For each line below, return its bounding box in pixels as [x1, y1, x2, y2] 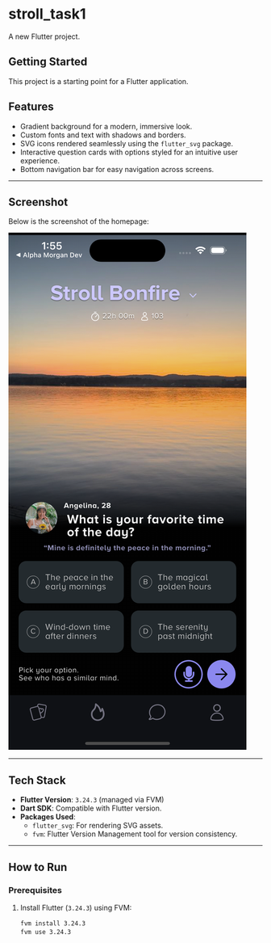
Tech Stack [8, 773, 66, 787]
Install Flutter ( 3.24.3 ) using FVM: [19, 903, 132, 912]
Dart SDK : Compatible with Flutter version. [19, 803, 162, 813]
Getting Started [8, 55, 88, 69]
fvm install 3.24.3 [19, 919, 86, 928]
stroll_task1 [8, 5, 86, 23]
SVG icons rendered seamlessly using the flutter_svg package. [19, 138, 234, 148]
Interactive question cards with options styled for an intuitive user [19, 147, 239, 157]
